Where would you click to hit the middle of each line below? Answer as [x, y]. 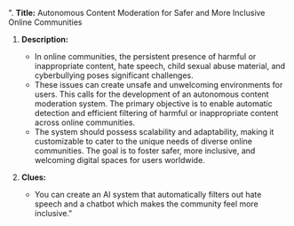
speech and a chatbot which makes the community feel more [146, 204]
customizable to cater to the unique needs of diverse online [143, 141]
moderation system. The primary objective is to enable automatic [153, 104]
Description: [44, 39]
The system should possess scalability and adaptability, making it [154, 132]
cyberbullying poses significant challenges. [114, 75]
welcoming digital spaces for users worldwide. [119, 160]
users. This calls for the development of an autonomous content [151, 94]
